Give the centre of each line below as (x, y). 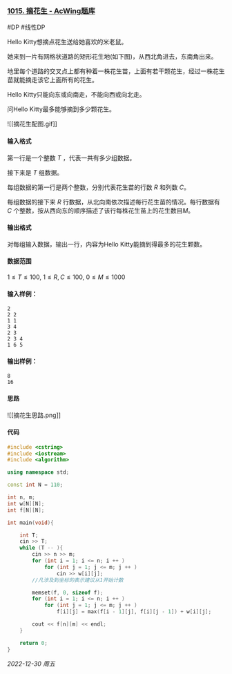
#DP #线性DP (26, 27)
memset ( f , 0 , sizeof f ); (68, 593)
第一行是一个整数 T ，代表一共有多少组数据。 (71, 157)
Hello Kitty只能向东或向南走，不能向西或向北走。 (76, 95)
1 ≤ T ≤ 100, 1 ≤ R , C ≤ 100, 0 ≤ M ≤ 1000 (66, 277)
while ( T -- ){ (41, 548)
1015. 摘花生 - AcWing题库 (51, 10)
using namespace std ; (38, 472)
